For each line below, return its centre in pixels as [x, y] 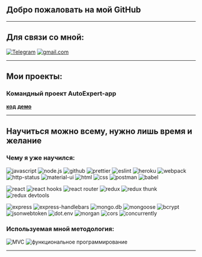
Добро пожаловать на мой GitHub [74, 10]
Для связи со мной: [45, 38]
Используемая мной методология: [60, 229]
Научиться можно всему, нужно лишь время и [99, 131]
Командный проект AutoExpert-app [61, 93]
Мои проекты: [34, 77]
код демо [19, 107]
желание [24, 141]
